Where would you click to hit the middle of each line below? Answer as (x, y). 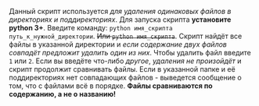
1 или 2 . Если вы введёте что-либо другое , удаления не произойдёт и (125, 61)
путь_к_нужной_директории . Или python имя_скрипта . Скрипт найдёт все (126, 36)
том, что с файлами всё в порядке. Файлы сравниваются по (111, 86)
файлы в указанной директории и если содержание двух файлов (118, 44)
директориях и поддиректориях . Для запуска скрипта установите (120, 19)
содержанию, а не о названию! (63, 94)
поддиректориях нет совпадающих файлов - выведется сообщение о (125, 78)
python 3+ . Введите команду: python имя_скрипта (91, 28)
